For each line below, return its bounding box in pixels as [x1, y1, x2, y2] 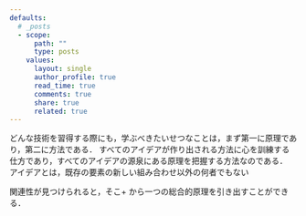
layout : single [33, 65, 92, 74]
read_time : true [33, 81, 96, 90]
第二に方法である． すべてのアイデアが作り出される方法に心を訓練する [25, 144, 290, 155]
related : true [33, 107, 89, 116]
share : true [33, 98, 79, 108]
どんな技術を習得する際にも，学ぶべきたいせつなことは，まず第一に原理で [9, 133, 290, 144]
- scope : [17, 30, 51, 39]
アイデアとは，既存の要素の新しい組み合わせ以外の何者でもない [9, 167, 249, 178]
